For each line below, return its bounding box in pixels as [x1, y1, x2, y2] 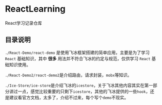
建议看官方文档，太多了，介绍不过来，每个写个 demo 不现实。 [9, 94, 129, 100]
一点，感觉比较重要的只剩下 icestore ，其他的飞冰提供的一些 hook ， [17, 88, 150, 94]
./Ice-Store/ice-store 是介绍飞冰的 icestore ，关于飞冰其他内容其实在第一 [5, 82, 153, 88]
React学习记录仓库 [5, 20, 42, 26]
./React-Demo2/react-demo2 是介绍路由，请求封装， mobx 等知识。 [5, 72, 132, 78]
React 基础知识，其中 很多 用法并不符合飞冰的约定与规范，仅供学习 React [5, 55, 151, 61]
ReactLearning [5, 3, 65, 15]
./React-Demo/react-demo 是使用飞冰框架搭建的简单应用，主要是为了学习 [5, 50, 150, 55]
